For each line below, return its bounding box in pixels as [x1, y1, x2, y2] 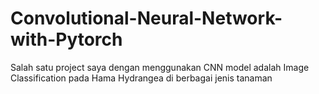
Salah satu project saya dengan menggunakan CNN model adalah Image [10, 61, 310, 73]
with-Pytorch [10, 28, 123, 51]
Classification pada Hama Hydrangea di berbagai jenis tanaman [10, 72, 273, 84]
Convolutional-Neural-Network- [10, 7, 283, 30]
